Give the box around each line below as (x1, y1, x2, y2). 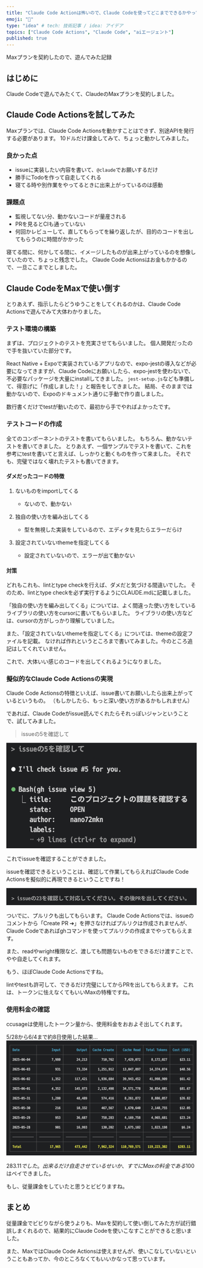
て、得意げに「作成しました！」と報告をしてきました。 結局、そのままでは (6, 383, 193, 390)
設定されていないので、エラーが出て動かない (24, 551, 135, 559)
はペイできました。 (6, 1170, 54, 1177)
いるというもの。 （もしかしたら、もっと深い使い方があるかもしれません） (6, 697, 193, 704)
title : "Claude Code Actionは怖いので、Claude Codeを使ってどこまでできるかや (6, 10, 192, 16)
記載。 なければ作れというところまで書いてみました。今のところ (27, 638, 188, 645)
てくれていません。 (22, 645, 69, 652)
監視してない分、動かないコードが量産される (14, 213, 127, 220)
